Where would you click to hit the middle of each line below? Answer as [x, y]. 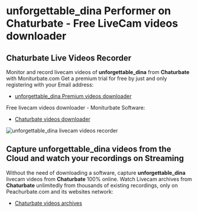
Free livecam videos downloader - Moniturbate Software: [76, 107]
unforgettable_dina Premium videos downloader [73, 96]
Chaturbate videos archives [48, 203]
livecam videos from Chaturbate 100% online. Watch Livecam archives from [99, 179]
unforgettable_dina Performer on [89, 11]
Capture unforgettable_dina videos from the [89, 149]
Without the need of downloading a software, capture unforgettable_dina [96, 172]
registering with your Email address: [50, 85]
